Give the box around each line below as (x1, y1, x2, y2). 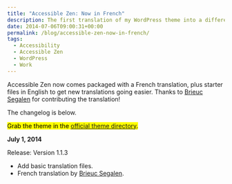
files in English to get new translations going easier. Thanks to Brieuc (7, 88, 204, 96)
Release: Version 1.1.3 (7, 148, 68, 156)
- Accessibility (13, 42, 60, 49)
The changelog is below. (7, 108, 77, 116)
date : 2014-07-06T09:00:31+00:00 (7, 23, 104, 30)
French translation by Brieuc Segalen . (17, 169, 124, 177)
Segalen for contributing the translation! (7, 94, 121, 103)
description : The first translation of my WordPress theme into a (7, 17, 202, 23)
